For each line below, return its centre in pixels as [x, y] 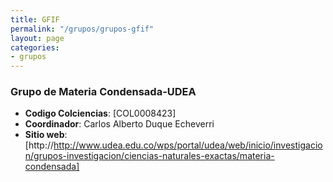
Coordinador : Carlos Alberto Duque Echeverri [119, 124]
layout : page [37, 38]
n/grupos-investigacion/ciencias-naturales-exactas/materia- [149, 156]
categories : [35, 47]
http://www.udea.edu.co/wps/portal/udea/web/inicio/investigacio [188, 145]
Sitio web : [46, 135]
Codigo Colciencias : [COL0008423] [100, 113]
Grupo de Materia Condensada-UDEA [103, 92]
